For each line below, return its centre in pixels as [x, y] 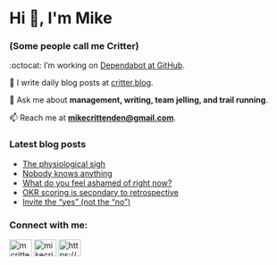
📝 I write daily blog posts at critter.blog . [81, 83]
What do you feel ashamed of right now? [97, 183]
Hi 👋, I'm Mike [61, 18]
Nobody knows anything [67, 173]
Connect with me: [49, 225]
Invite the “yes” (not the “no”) [76, 202]
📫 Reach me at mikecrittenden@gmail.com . [93, 118]
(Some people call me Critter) [74, 46]
